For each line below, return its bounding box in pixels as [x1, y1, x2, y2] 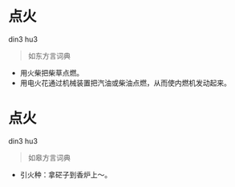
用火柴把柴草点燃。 [19, 67, 84, 77]
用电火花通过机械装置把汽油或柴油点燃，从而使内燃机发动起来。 [19, 78, 231, 87]
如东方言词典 [27, 51, 71, 60]
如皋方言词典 [27, 152, 71, 162]
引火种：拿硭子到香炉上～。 [19, 169, 112, 179]
